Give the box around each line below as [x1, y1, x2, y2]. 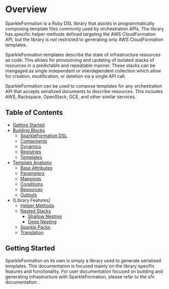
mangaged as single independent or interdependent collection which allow [5, 67, 161, 74]
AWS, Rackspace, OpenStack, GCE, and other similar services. [5, 94, 137, 100]
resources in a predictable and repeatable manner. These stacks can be [5, 62, 156, 68]
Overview [5, 4, 47, 15]
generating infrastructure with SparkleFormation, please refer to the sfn [5, 273, 155, 279]
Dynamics [20, 143, 42, 149]
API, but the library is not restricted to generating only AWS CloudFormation [5, 36, 164, 43]
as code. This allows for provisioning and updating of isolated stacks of [5, 57, 155, 63]
